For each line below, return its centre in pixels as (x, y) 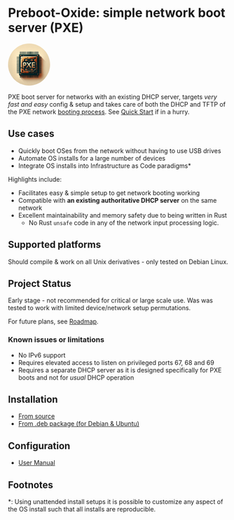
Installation (33, 400)
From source (36, 416)
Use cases (31, 134)
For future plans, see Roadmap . (53, 321)
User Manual (36, 463)
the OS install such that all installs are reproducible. (82, 509)
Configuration (39, 446)
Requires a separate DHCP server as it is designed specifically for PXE (120, 370)
